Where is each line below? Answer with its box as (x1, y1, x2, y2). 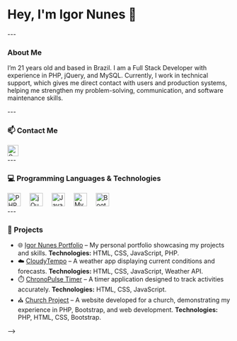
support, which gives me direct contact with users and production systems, (7, 79, 228, 87)
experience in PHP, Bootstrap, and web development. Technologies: (17, 306, 218, 314)
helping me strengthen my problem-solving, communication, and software (7, 86, 224, 95)
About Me (7, 47, 42, 57)
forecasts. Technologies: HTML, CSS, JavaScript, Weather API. (17, 267, 204, 276)
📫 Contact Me (7, 125, 58, 135)
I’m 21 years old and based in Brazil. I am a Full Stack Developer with (7, 64, 207, 72)
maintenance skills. (7, 94, 64, 102)
